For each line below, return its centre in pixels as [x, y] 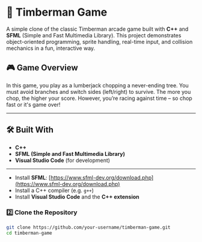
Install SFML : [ [33, 178]
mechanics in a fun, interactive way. [51, 48]
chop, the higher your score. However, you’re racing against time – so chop [99, 98]
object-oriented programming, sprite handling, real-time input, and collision [99, 42]
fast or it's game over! [33, 104]
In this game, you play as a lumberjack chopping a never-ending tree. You [98, 85]
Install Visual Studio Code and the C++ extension [77, 197]
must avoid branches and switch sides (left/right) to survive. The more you [99, 92]
